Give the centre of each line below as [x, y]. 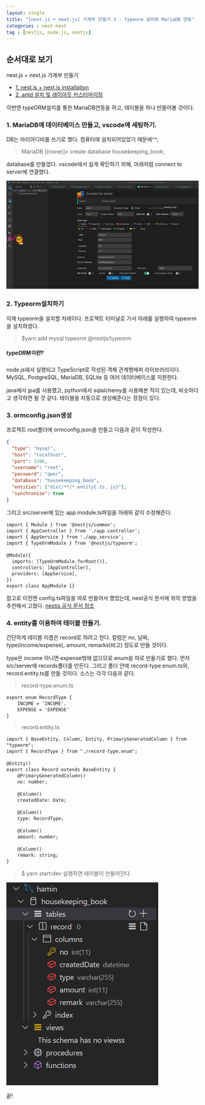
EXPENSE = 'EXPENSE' [43, 710]
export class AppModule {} [41, 586]
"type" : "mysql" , [34, 448]
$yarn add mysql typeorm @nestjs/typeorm [76, 338]
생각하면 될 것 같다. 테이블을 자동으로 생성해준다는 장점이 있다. [87, 398]
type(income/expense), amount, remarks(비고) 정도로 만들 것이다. [87, 645]
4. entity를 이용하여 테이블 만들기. [54, 623]
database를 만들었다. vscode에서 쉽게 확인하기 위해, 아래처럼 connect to [94, 164]
